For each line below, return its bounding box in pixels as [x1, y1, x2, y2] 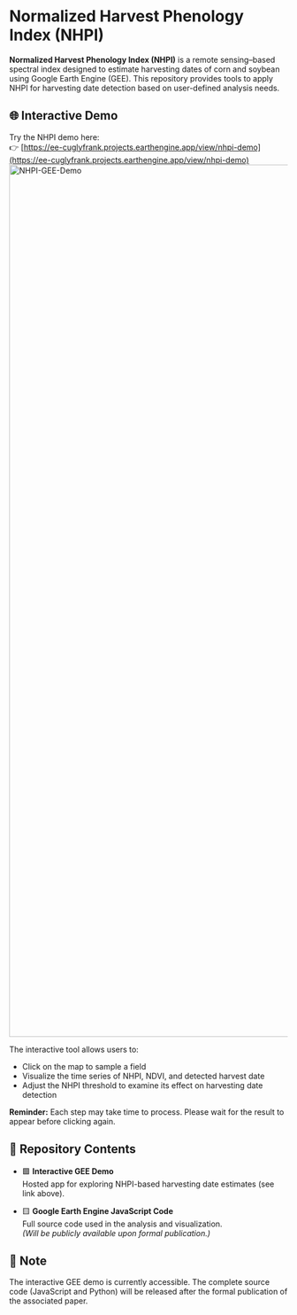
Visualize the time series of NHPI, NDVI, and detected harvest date [21, 1070, 265, 1081]
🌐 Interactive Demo [9, 108, 118, 123]
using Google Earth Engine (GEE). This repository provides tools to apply [9, 73, 274, 83]
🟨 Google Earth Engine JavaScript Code [21, 1205, 174, 1216]
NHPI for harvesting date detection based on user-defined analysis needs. [9, 82, 280, 93]
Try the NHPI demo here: [9, 131, 100, 143]
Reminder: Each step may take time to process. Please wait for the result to [9, 1106, 285, 1117]
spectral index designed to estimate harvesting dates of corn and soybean [9, 64, 280, 74]
